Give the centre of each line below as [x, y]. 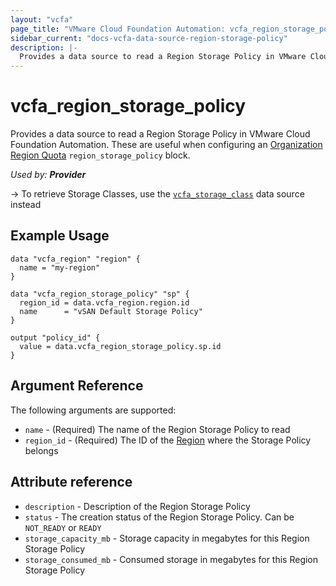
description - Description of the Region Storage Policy [137, 506]
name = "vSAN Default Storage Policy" [111, 311]
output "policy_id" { [55, 337]
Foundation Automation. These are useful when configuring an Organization [166, 145]
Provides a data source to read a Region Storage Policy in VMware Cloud [160, 134]
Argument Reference [77, 386]
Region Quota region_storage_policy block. [100, 155]
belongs [41, 450]
